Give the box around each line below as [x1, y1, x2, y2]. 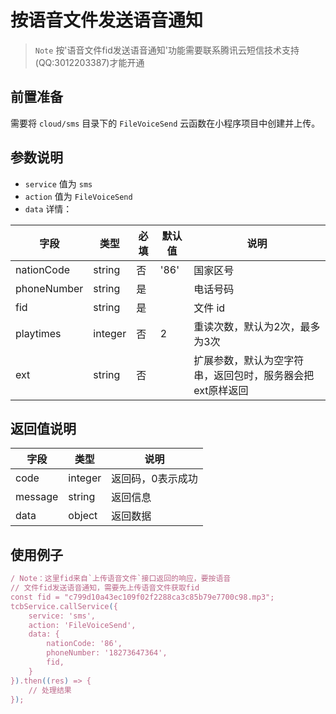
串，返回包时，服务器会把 [193, 368, 315, 382]
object [68, 509, 98, 523]
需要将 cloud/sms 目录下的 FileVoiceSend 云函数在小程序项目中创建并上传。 [10, 117, 321, 129]
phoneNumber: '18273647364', [46, 648, 168, 658]
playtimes [15, 326, 62, 340]
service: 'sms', [28, 611, 97, 621]
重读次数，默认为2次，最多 [193, 319, 321, 333]
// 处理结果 [28, 685, 72, 695]
